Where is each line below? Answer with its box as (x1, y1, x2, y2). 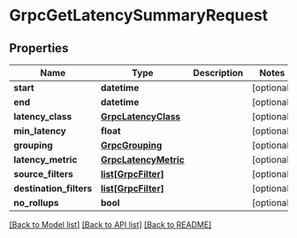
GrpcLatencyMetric (100, 154, 185, 165)
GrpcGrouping (100, 139, 163, 151)
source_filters (13, 168, 73, 180)
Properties (9, 41, 69, 56)
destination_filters (13, 182, 93, 195)
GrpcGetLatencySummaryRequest (9, 5, 269, 26)
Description (193, 67, 244, 79)
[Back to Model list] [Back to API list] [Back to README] (9, 219, 212, 230)
